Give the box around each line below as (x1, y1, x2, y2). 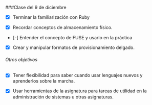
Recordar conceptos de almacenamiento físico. (12, 24, 113, 31)
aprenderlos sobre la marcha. (12, 78, 75, 84)
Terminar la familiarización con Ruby (12, 14, 90, 20)
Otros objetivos (5, 56, 37, 63)
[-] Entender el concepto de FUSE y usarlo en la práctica (12, 35, 133, 41)
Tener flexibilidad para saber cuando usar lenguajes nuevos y (12, 72, 143, 78)
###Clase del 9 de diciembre (5, 5, 67, 10)
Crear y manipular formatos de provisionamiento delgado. (12, 44, 135, 50)
